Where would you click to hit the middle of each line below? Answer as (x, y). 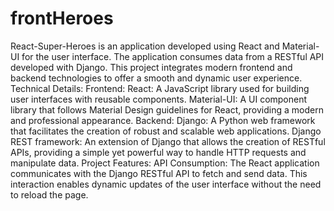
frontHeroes (62, 18)
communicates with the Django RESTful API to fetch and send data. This (159, 173)
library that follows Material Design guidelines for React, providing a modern (167, 109)
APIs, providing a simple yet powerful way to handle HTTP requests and (158, 152)
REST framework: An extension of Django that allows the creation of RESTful (168, 141)
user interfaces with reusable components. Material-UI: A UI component (159, 99)
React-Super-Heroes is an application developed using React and (145, 46)
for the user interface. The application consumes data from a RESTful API (173, 56)
